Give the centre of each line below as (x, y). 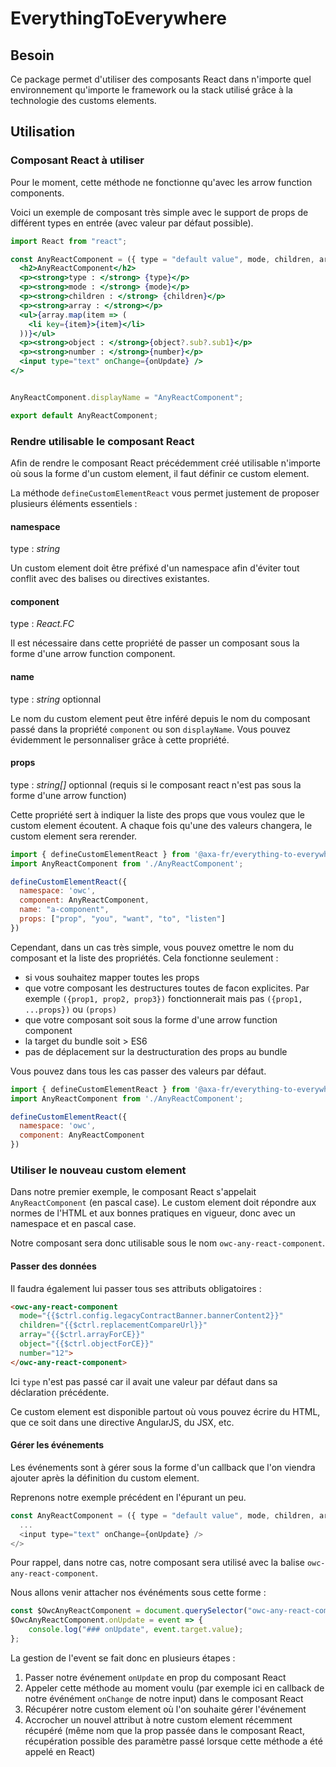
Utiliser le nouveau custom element (98, 1170)
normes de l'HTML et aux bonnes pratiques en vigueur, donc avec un (153, 1213)
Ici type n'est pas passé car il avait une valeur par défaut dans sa (144, 1381)
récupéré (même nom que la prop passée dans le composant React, (164, 1730)
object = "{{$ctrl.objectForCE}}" (87, 1344)
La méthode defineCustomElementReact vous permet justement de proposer (165, 493)
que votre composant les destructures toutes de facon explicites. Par (167, 988)
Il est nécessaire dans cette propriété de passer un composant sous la (155, 643)
